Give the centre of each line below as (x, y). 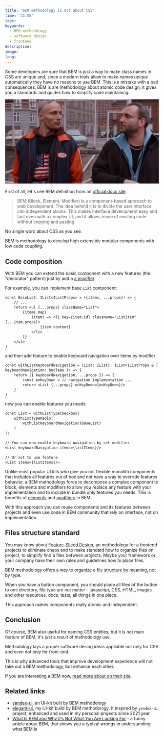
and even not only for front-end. (37, 652)
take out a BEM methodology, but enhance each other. (60, 666)
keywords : (15, 26)
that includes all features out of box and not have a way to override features (81, 477)
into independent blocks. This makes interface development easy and (87, 211)
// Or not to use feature (31, 457)
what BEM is (25, 729)
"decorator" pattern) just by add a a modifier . (50, 278)
